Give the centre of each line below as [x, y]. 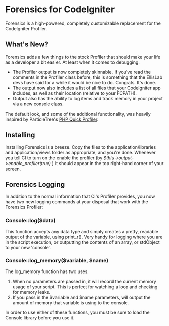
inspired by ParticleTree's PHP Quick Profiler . [52, 119]
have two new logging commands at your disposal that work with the [77, 202]
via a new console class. [38, 104]
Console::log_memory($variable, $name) [57, 260]
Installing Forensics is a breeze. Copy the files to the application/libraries [81, 147]
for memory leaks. [32, 292]
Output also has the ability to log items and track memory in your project [88, 98]
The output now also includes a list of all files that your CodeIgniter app [87, 88]
